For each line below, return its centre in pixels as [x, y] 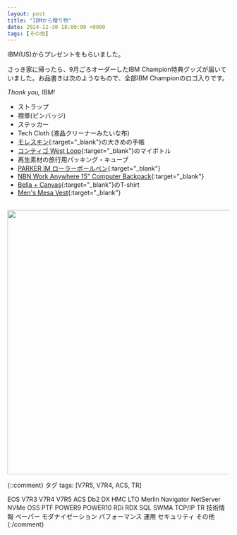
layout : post [26, 14]
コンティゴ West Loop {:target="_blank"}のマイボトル [94, 151]
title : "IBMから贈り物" [39, 20]
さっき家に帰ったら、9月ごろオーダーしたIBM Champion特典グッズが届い [114, 69]
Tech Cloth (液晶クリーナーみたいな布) [74, 133]
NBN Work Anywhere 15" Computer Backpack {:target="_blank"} [111, 176]
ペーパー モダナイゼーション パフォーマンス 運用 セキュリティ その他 [115, 517]
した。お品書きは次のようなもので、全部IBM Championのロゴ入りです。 [124, 78]
